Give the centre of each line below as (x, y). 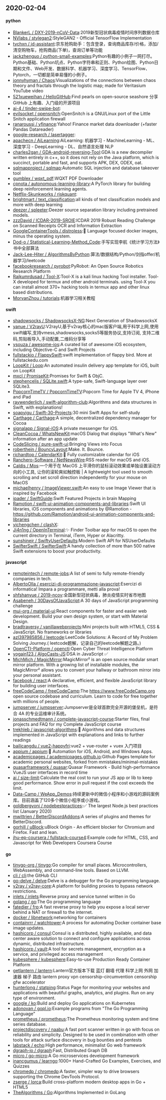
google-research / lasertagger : (44, 134)
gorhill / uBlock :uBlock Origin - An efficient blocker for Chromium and (83, 827)
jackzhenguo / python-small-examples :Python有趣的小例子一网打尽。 (84, 56)
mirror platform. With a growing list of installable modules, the (76, 665)
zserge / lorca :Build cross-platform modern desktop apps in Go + (79, 1082)
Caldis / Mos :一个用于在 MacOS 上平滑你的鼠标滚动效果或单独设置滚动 (85, 466)
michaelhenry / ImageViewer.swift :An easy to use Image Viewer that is (84, 488)
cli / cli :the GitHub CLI (35, 875)
